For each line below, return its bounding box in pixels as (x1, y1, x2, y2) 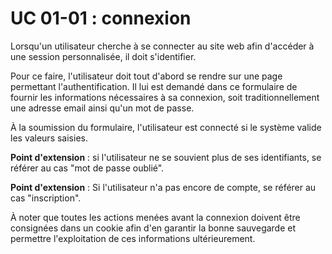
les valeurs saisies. (10, 132, 88, 144)
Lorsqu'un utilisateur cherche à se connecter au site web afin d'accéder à (10, 40, 315, 52)
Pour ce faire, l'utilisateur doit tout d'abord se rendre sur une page (10, 70, 283, 82)
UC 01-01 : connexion (10, 7, 192, 30)
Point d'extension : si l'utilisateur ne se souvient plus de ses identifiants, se (10, 151, 322, 163)
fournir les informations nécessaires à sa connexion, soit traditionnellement (10, 91, 320, 103)
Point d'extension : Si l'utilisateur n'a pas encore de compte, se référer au (10, 181, 317, 193)
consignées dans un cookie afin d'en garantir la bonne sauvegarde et (10, 222, 297, 234)
